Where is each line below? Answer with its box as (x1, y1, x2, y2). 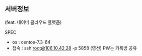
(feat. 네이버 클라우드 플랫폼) (5, 19, 62, 25)
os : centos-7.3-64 (12, 39, 51, 45)
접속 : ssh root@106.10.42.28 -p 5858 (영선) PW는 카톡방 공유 (12, 45, 137, 51)
